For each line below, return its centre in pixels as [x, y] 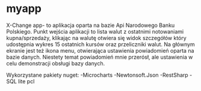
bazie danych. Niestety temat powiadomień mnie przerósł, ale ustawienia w [100, 57]
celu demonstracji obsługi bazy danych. [56, 63]
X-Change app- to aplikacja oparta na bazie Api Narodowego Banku [91, 25]
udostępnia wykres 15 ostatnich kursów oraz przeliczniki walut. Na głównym [101, 44]
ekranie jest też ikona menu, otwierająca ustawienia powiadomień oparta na [100, 50]
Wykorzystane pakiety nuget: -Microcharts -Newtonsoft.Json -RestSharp [97, 75]
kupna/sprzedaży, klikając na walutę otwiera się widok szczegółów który [96, 38]
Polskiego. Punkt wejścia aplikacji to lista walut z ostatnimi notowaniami [95, 31]
